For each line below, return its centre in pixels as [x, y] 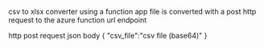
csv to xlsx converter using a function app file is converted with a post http [132, 12]
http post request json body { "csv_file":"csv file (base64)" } [108, 36]
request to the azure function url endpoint [78, 20]
